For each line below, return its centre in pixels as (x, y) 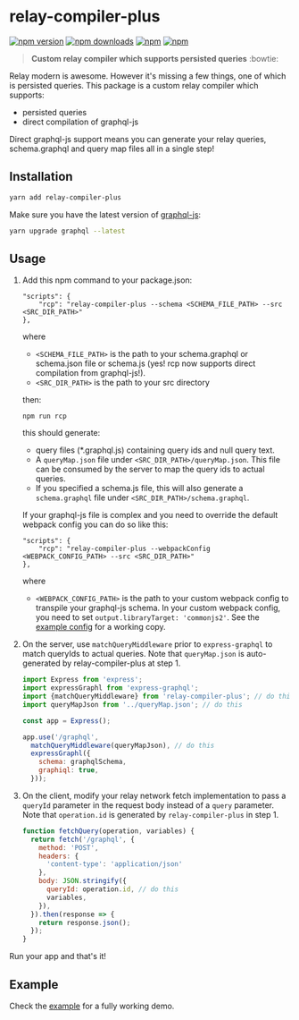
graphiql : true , (69, 770)
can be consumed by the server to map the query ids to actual (150, 469)
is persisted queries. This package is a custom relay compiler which (134, 85)
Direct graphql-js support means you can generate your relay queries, (138, 139)
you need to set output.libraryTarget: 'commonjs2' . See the (148, 617)
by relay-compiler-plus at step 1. (121, 663)
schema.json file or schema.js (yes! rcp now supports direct (145, 363)
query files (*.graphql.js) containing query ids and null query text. (155, 450)
